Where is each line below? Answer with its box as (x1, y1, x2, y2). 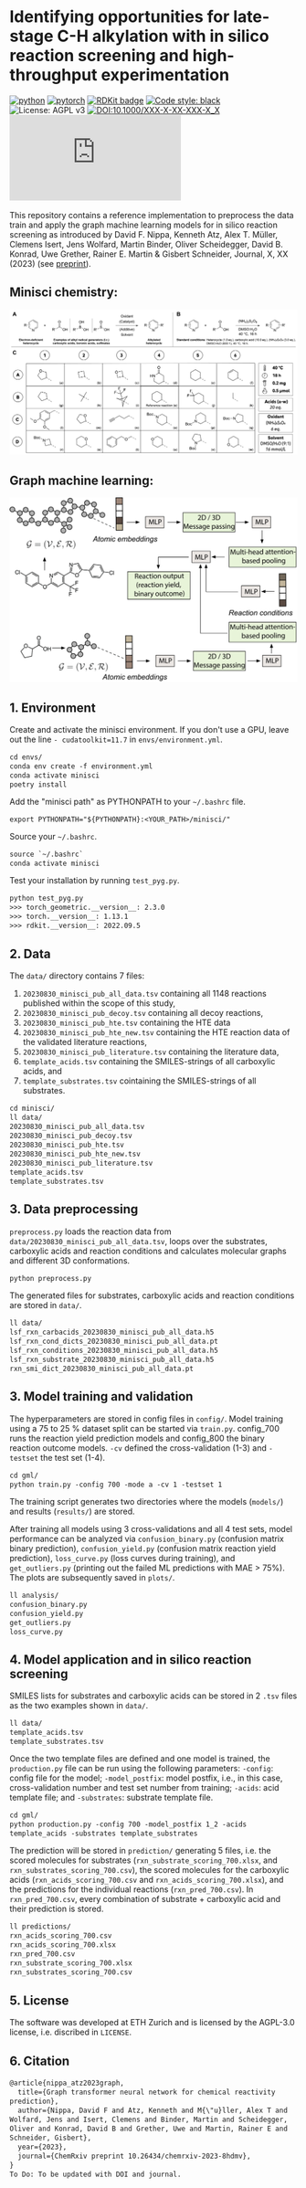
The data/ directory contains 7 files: (9, 970, 145, 981)
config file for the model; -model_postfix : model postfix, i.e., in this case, (9, 1772, 283, 1783)
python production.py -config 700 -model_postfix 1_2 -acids (9, 1820, 248, 1829)
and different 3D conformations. (9, 1254, 131, 1266)
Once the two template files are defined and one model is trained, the (9, 1753, 271, 1764)
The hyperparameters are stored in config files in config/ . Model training (9, 1413, 284, 1424)
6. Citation (9, 2053, 70, 2068)
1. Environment (9, 700, 96, 715)
